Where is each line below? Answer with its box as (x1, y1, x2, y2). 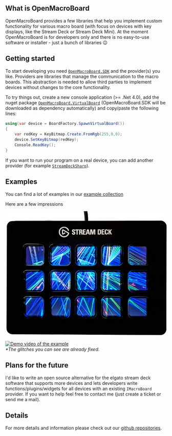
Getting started (5, 54, 55, 63)
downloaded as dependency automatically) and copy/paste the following (5, 105, 159, 111)
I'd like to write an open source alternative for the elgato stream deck (5, 375, 151, 381)
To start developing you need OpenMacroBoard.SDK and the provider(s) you (5, 68, 160, 74)
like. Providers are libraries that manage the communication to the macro (5, 73, 159, 79)
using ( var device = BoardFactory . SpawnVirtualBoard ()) (5, 121, 125, 126)
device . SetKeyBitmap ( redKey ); (14, 137, 79, 142)
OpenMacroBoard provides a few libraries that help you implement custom (5, 17, 162, 24)
